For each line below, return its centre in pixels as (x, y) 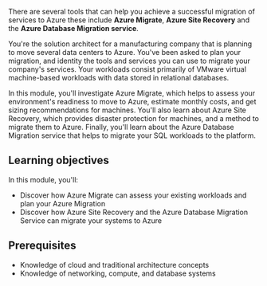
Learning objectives (59, 161)
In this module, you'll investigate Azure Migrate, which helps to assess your (132, 93)
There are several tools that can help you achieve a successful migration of (132, 12)
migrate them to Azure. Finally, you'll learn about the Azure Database (122, 127)
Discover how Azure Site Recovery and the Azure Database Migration (134, 212)
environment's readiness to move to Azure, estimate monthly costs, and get (132, 102)
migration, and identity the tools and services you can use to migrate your (130, 61)
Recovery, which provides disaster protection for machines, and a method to (133, 118)
